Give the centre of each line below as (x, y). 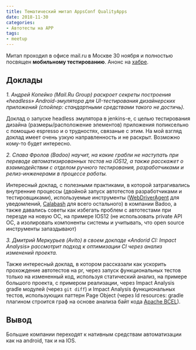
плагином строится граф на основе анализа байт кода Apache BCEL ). (93, 301)
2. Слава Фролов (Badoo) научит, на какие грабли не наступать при (92, 155)
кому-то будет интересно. (39, 143)
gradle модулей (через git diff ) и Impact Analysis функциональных (91, 289)
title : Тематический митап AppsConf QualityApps (67, 11)
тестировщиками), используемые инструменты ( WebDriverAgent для (93, 197)
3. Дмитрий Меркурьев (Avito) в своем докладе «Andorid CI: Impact (91, 240)
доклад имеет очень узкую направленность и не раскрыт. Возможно (93, 137)
